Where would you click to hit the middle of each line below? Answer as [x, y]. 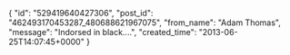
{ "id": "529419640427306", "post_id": [81, 13]
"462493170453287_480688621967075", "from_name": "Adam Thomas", [145, 23]
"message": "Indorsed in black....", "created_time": [103, 32]
